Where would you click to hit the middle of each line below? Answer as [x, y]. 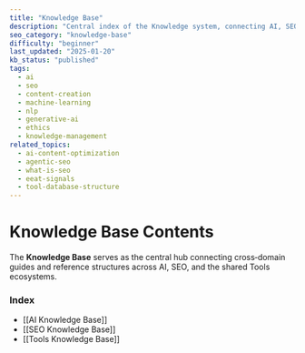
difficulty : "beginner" [54, 43]
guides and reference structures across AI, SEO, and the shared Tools [140, 267]
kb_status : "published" [54, 60]
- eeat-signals [46, 178]
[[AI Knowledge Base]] [65, 320]
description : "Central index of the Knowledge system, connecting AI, [146, 26]
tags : [20, 69]
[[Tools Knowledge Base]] [71, 339]
